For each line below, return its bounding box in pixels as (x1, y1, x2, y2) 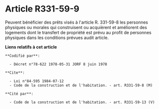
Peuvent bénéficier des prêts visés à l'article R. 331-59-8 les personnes (5, 19, 148, 25)
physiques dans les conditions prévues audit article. (5, 35, 109, 41)
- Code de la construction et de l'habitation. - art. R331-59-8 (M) (9, 83, 153, 88)
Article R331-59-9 (5, 3, 79, 14)
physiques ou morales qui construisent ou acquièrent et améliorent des (5, 24, 147, 30)
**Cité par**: (5, 91, 34, 96)
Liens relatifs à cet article (5, 44, 57, 50)
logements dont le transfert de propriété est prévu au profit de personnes (5, 29, 152, 35)
